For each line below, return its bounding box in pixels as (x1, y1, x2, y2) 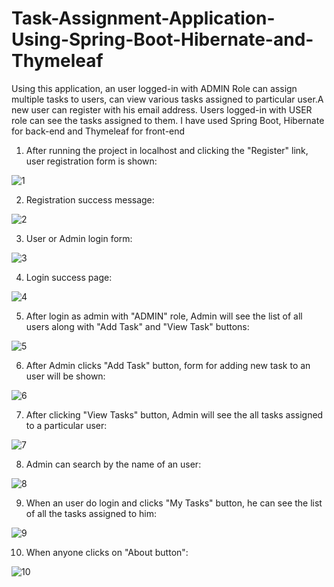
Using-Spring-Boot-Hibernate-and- (11, 28, 314, 51)
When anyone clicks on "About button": (25, 546, 189, 558)
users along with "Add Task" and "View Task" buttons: (25, 320, 250, 332)
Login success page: (25, 271, 113, 283)
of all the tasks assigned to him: (25, 507, 158, 519)
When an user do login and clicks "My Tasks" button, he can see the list (25, 497, 323, 509)
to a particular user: (25, 419, 108, 431)
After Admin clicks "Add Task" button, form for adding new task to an (25, 359, 311, 371)
